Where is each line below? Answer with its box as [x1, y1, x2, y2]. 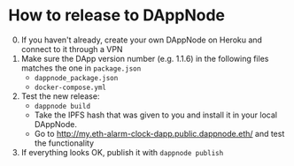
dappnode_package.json [34, 73, 119, 82]
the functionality [34, 138, 95, 148]
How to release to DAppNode [8, 5, 225, 26]
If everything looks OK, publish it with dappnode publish [20, 147, 224, 157]
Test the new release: [20, 90, 100, 102]
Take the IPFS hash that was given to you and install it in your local [34, 109, 278, 120]
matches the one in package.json [20, 63, 142, 73]
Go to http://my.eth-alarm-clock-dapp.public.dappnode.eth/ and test [34, 128, 285, 139]
